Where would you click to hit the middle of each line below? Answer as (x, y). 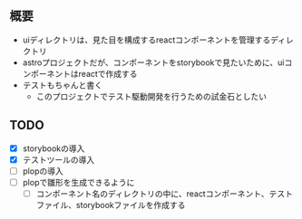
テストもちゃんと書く (62, 85)
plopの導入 (43, 171)
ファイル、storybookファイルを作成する (111, 205)
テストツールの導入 (58, 159)
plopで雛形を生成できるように (78, 182)
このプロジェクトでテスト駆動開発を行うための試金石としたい (151, 96)
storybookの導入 (54, 148)
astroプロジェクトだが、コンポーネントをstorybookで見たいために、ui (153, 62)
